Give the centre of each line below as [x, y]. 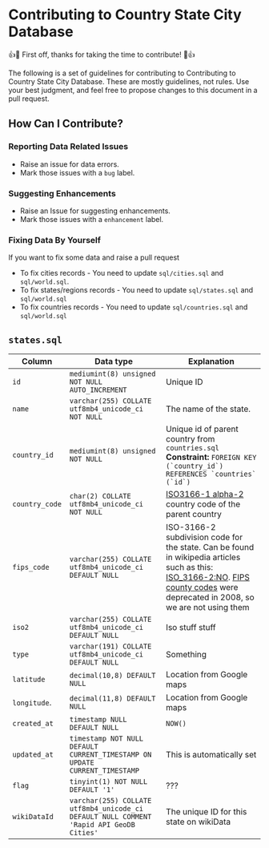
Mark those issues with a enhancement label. [92, 219]
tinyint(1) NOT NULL [108, 782]
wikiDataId [33, 817]
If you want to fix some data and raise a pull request [94, 257]
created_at [33, 724]
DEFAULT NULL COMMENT [110, 817]
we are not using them [207, 608]
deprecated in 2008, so [210, 597]
